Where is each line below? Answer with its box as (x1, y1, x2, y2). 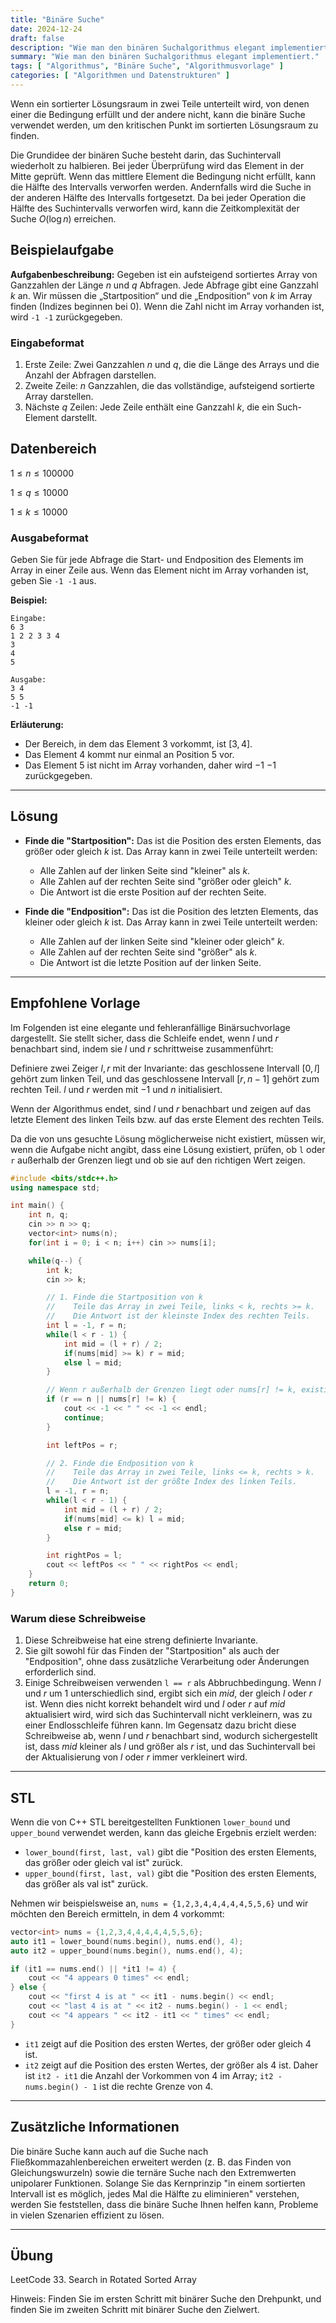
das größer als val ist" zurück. (24, 1877, 149, 1890)
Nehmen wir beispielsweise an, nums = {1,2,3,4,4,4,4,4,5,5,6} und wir (10, 1897, 309, 1909)
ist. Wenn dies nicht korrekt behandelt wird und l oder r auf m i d (24, 1698, 286, 1710)
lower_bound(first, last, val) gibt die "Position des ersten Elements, (24, 1846, 317, 1858)
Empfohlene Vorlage (10, 995, 141, 1012)
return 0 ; (28, 1579, 70, 1589)
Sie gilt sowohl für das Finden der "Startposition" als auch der (24, 1645, 280, 1657)
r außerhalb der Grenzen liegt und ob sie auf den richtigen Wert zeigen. (10, 1154, 306, 1166)
